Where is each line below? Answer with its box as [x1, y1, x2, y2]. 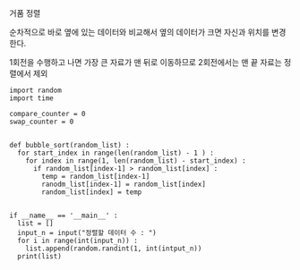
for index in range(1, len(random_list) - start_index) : [25, 156, 246, 165]
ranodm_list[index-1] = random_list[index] [41, 180, 206, 189]
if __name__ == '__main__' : [9, 211, 118, 220]
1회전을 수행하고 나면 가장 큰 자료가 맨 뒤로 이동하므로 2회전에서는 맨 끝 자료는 [9, 57, 282, 67]
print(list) [17, 252, 63, 261]
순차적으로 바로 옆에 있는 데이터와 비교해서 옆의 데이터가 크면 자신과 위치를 [9, 27, 270, 38]
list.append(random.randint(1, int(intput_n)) [25, 244, 202, 253]
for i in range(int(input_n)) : [17, 236, 139, 245]
